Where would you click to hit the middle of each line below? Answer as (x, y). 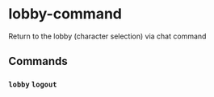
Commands (38, 61)
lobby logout (33, 85)
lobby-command (65, 14)
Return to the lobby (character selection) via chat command (107, 36)
